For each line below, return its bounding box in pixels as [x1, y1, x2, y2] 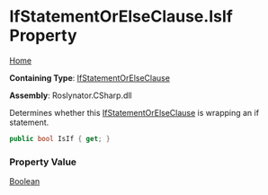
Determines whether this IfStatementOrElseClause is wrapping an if [9, 107, 259, 118]
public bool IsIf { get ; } [9, 134, 111, 143]
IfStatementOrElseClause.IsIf [9, 6, 234, 27]
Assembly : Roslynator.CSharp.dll [9, 90, 132, 101]
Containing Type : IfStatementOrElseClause [9, 72, 171, 83]
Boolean [9, 176, 40, 187]
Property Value [9, 155, 77, 168]
